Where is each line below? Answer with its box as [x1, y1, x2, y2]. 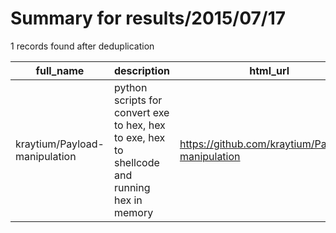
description [113, 63, 170, 77]
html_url [249, 63, 290, 77]
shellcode [113, 155, 160, 169]
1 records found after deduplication [10, 40, 155, 52]
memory [113, 205, 154, 219]
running [113, 180, 151, 194]
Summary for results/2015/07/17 [10, 7, 287, 30]
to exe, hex [113, 130, 166, 144]
